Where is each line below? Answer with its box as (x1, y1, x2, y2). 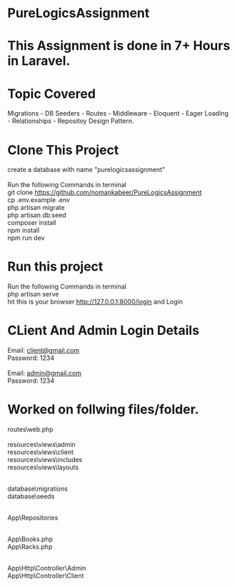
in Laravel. (7, 53, 71, 69)
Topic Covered (7, 86, 96, 101)
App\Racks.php (7, 543, 53, 551)
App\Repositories (7, 513, 59, 522)
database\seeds (7, 492, 55, 501)
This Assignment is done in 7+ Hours (7, 38, 231, 54)
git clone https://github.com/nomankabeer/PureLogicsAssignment (7, 188, 202, 197)
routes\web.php (7, 425, 54, 433)
